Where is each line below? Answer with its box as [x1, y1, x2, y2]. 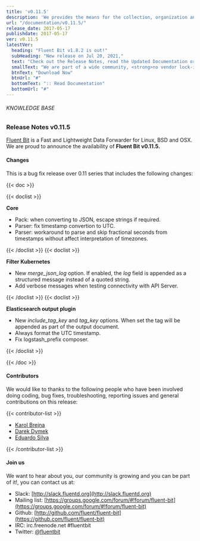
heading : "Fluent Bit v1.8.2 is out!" [11, 48, 108, 54]
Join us [6, 459, 25, 466]
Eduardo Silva [14, 434, 49, 441]
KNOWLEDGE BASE [6, 105, 55, 112]
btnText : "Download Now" [11, 70, 73, 76]
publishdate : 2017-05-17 [6, 31, 68, 37]
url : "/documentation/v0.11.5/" [6, 20, 86, 26]
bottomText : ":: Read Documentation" [11, 81, 105, 87]
